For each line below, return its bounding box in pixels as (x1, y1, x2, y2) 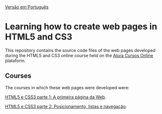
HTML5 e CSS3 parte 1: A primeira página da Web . (5, 94, 107, 100)
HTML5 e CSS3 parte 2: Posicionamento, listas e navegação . (5, 103, 127, 109)
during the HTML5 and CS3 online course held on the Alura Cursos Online (5, 52, 153, 58)
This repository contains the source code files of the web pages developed (5, 47, 156, 53)
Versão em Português (5, 4, 49, 10)
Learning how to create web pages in (5, 21, 157, 32)
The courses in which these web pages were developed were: (5, 84, 130, 90)
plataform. (5, 58, 26, 64)
